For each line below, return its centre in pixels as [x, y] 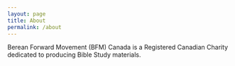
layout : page [27, 14]
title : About [27, 21]
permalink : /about [34, 27]
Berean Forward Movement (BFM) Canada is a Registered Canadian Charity [118, 48]
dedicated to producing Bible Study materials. [74, 55]
